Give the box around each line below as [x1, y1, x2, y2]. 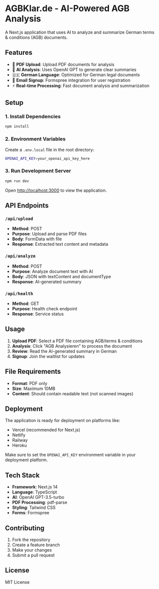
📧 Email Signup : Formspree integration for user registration [12, 77, 131, 83]
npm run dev [5, 178, 29, 184]
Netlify [12, 432, 26, 438]
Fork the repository [12, 537, 51, 542]
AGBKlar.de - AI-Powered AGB [5, 3, 130, 14]
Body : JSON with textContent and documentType [12, 273, 111, 279]
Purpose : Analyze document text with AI [12, 268, 93, 274]
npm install [5, 124, 29, 129]
